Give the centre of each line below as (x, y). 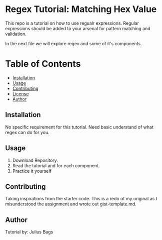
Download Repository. (35, 160)
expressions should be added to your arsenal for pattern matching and (78, 28)
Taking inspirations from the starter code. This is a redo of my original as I (81, 199)
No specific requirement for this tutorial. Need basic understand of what (79, 127)
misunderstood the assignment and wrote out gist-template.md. (71, 204)
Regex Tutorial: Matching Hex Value (81, 9)
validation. (16, 34)
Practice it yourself (32, 171)
